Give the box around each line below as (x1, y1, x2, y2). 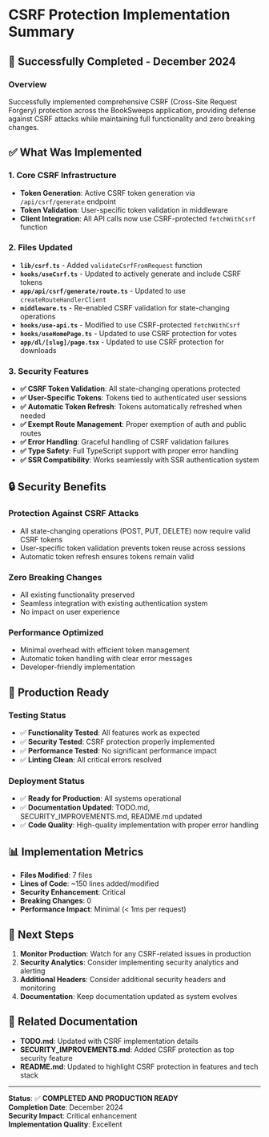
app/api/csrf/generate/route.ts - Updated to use (19, 286, 187, 295)
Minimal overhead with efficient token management (19, 645, 190, 655)
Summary (8, 22, 74, 41)
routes (19, 428, 42, 438)
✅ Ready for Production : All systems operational (19, 794, 182, 803)
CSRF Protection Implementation (8, 6, 231, 24)
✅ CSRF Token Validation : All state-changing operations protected (19, 384, 241, 394)
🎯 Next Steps (8, 928, 74, 941)
